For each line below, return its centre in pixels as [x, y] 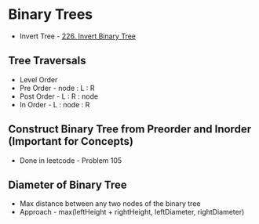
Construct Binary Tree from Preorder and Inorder [130, 130]
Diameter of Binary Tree [67, 184]
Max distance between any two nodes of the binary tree [110, 204]
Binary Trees [50, 14]
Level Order [38, 79]
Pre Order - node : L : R [57, 88]
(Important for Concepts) [71, 141]
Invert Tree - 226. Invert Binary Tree [77, 36]
